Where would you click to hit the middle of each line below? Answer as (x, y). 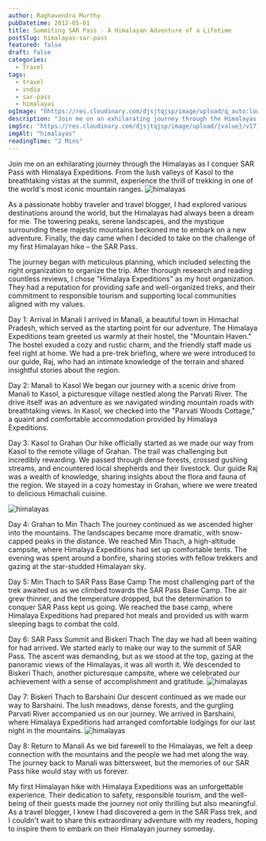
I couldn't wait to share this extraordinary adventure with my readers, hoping (133, 820)
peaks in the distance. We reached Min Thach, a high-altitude (135, 541)
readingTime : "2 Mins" (46, 141)
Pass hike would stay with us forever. (68, 771)
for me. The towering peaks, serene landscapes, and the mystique (116, 221)
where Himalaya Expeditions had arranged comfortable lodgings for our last (132, 722)
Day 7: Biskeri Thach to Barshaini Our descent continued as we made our (127, 697)
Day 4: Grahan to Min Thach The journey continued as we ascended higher (131, 524)
